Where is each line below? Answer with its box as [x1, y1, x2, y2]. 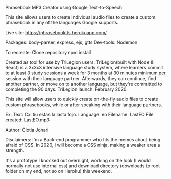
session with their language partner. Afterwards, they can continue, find [5, 75, 157, 81]
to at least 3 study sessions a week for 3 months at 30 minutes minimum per [5, 70, 166, 76]
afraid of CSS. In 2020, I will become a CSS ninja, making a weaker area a [5, 142, 160, 148]
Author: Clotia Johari [5, 127, 49, 133]
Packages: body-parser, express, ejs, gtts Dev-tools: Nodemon [5, 39, 138, 45]
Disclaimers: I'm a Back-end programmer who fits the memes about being [5, 137, 161, 142]
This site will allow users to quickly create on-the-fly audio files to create [5, 96, 158, 102]
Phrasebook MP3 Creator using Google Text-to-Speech [5, 5, 123, 10]
